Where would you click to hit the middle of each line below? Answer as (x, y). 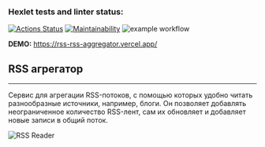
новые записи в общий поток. (58, 120)
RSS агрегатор (46, 69)
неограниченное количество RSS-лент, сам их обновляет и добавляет (127, 112)
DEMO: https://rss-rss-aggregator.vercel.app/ (83, 44)
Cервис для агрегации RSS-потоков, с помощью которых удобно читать (131, 95)
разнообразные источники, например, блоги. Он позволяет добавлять (127, 104)
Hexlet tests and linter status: (66, 12)
